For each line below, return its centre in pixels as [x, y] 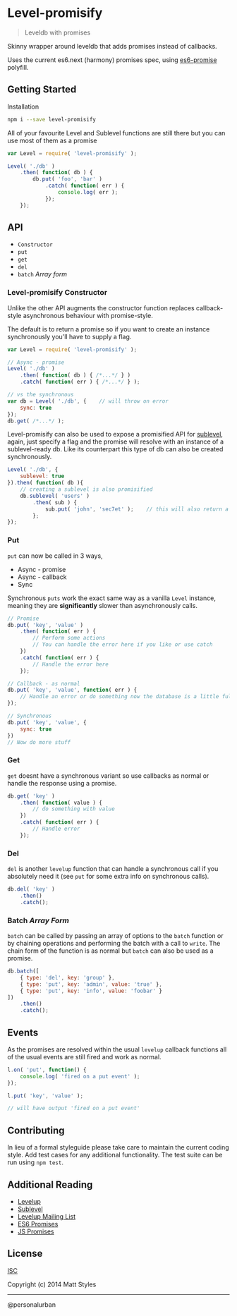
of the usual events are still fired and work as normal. [84, 1056]
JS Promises [36, 1231]
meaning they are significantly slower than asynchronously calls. [102, 605]
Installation [23, 106]
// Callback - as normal [44, 683]
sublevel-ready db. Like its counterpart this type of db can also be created [115, 449]
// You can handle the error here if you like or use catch [123, 645]
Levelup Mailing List [47, 1216]
